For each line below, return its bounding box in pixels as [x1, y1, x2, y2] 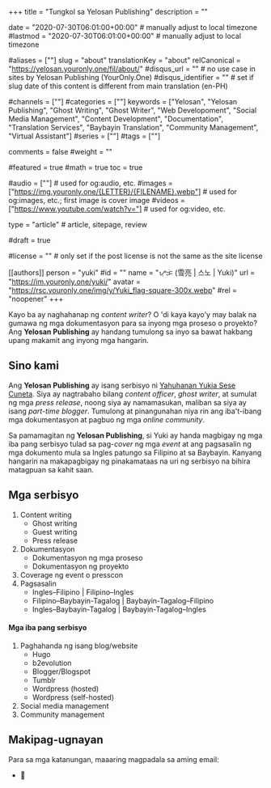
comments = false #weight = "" [8, 147, 113, 156]
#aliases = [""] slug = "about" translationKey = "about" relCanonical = [8, 56, 241, 65]
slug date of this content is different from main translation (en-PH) [8, 81, 228, 91]
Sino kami [8, 359, 59, 373]
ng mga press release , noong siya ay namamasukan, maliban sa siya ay [8, 397, 247, 407]
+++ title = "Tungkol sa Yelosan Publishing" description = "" [8, 7, 209, 16]
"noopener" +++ [8, 294, 64, 303]
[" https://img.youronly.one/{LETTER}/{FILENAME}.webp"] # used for [8, 187, 237, 197]
